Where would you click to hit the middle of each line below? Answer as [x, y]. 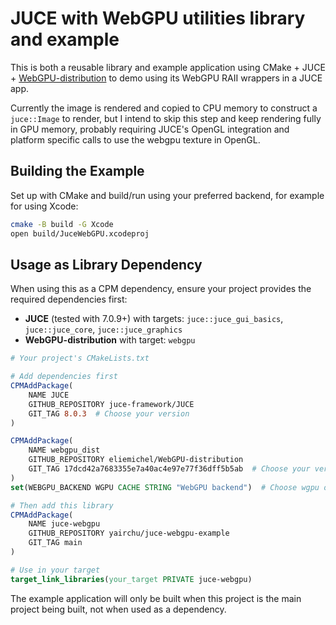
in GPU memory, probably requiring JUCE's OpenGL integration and [150, 129]
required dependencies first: [69, 299]
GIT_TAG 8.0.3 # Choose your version [109, 413]
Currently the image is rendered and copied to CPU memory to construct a [164, 108]
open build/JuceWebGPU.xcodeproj [80, 233]
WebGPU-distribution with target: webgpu [110, 340]
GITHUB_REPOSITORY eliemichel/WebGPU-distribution [136, 460]
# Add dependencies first [64, 377]
